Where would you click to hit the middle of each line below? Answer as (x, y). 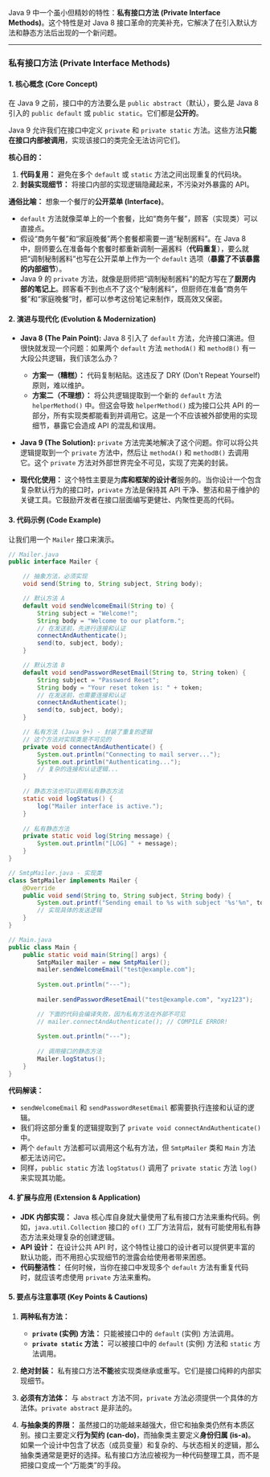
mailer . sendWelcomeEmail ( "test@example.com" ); (117, 970)
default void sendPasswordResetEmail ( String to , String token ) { (135, 673)
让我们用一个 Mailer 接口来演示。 (63, 539)
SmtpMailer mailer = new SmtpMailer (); (104, 962)
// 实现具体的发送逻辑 (70, 910)
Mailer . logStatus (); (72, 1059)
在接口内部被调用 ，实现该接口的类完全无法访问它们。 (96, 141)
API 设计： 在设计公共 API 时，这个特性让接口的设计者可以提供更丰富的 (137, 1247)
